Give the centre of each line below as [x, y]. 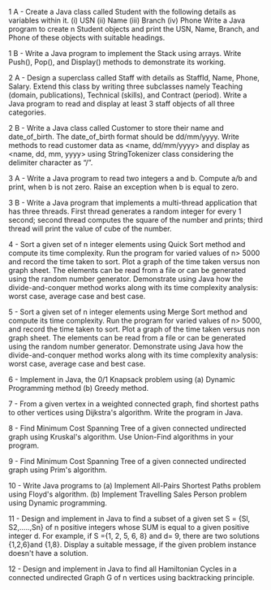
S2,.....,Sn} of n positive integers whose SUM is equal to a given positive [129, 527]
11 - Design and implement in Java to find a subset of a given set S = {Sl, [129, 518]
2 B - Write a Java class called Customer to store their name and [116, 128]
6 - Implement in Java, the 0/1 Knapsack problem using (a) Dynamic [122, 380]
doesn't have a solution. [49, 553]
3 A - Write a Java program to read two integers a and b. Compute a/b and [133, 178]
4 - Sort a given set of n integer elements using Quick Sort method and [127, 244]
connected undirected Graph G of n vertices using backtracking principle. [132, 577]
